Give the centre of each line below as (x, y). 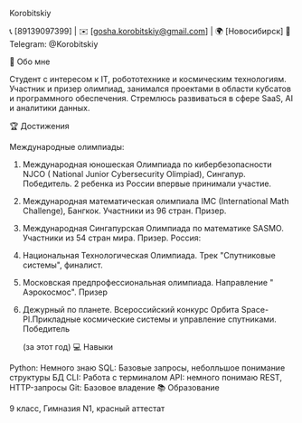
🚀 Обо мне (30, 61)
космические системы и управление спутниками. (180, 319)
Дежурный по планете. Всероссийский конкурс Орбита (131, 310)
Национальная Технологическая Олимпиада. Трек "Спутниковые (149, 255)
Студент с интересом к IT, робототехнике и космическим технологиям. (148, 79)
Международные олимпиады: (67, 147)
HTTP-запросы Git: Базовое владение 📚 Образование (114, 387)
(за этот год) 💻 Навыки (68, 347)
